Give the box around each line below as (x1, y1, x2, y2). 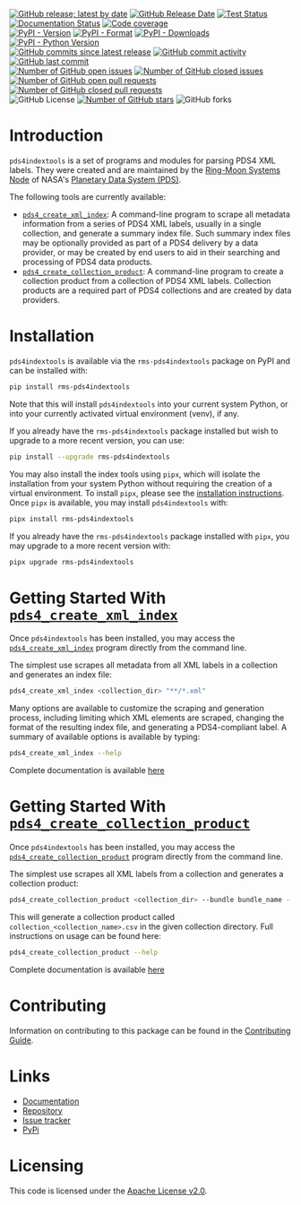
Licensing (9, 1156, 84, 1175)
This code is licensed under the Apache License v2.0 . (9, 1185, 208, 1196)
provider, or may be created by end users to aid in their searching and (21, 246, 280, 257)
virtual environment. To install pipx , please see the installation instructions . (9, 487, 285, 498)
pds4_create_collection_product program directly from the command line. (9, 851, 284, 862)
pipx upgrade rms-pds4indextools (9, 557, 134, 566)
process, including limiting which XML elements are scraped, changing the (9, 712, 285, 723)
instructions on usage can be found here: (9, 930, 161, 941)
